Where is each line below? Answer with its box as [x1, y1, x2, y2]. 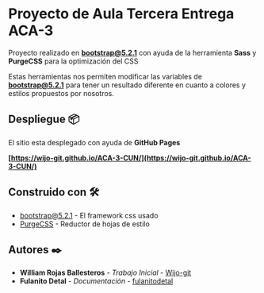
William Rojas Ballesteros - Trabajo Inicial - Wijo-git [19, 268, 192, 278]
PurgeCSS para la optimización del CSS [8, 56, 139, 66]
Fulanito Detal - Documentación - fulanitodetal [19, 276, 174, 286]
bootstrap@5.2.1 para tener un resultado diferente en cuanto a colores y [8, 80, 247, 90]
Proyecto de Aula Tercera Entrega [8, 5, 235, 23]
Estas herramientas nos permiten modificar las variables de [8, 71, 202, 81]
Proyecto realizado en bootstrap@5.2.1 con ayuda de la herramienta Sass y [8, 48, 257, 57]
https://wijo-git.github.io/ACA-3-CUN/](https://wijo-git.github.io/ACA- [10, 152, 251, 163]
